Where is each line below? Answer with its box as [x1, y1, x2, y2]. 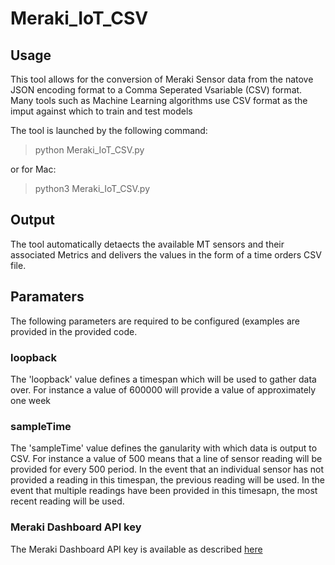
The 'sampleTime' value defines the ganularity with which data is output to [10, 442, 318, 454]
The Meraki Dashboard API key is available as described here [10, 543, 263, 555]
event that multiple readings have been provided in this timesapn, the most [10, 485, 318, 497]
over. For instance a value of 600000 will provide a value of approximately [10, 383, 317, 396]
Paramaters [10, 288, 85, 306]
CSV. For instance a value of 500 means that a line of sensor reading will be [10, 453, 323, 465]
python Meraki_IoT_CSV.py [34, 144, 145, 156]
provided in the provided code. [10, 325, 138, 337]
